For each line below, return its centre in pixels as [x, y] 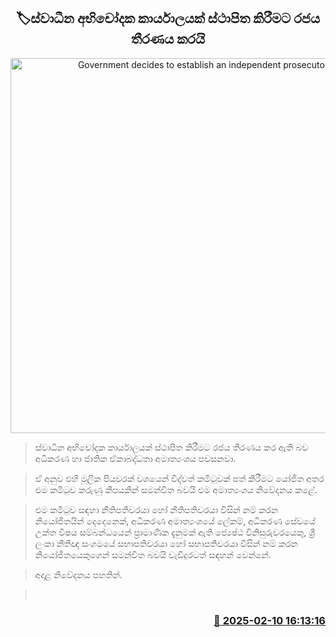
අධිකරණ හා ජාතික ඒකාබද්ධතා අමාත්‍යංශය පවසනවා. [135, 458]
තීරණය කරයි [168, 39]
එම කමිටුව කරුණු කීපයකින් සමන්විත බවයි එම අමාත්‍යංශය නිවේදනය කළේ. [176, 489]
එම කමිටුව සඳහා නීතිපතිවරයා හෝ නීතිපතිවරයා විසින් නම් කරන [156, 509]
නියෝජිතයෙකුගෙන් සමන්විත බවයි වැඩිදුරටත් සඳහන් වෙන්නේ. [153, 554]
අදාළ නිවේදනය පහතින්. [78, 574]
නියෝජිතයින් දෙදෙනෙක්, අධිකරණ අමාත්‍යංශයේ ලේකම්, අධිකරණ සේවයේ [175, 521]
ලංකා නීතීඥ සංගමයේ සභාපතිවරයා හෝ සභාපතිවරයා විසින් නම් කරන [166, 543]
